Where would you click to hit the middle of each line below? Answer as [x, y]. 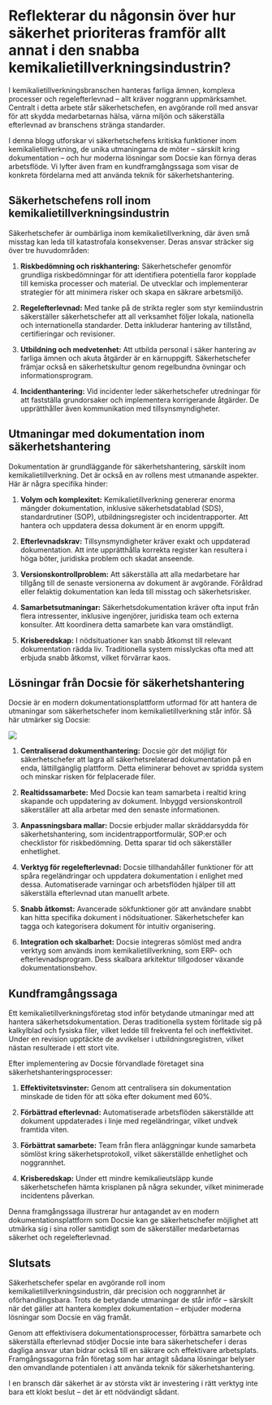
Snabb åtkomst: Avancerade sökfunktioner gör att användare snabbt [136, 909]
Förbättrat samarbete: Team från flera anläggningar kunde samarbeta [138, 1145]
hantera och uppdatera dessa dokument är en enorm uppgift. [123, 525]
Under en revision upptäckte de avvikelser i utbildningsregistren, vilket [126, 1039]
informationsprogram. [56, 375]
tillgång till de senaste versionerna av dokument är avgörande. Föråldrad [141, 583]
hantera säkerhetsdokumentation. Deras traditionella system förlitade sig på [135, 1022]
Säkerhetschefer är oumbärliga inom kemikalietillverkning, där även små [129, 233]
